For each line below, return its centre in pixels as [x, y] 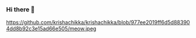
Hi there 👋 [21, 9]
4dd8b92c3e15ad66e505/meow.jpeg [51, 28]
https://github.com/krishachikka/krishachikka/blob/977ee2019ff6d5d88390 [98, 23]
